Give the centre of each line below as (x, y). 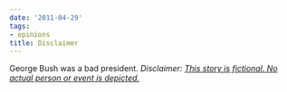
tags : (19, 26)
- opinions (30, 34)
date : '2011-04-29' (46, 18)
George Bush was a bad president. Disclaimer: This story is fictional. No (143, 69)
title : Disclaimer (44, 43)
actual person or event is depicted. (75, 78)
